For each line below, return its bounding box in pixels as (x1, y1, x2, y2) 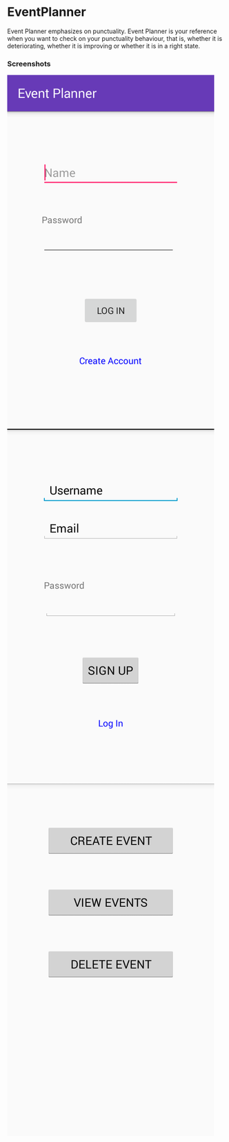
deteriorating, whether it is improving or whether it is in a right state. (7, 41, 201, 50)
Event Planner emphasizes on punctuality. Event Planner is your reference (7, 27, 217, 35)
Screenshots (7, 59, 51, 68)
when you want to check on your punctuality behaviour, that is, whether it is (7, 34, 223, 42)
